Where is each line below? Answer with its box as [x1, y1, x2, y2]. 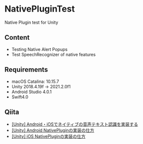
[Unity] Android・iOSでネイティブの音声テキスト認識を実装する [11, 121, 139, 127]
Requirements [4, 65, 48, 74]
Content [4, 33, 30, 42]
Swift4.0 [11, 94, 29, 100]
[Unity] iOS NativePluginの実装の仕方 [11, 133, 86, 139]
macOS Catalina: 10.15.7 [11, 79, 59, 84]
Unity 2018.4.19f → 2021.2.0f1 [11, 83, 71, 89]
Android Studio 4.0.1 [11, 89, 52, 95]
